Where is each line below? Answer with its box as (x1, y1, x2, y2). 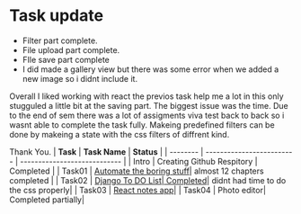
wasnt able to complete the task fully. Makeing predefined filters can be (9, 119, 276, 130)
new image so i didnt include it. (22, 73, 137, 84)
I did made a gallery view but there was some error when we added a (22, 64, 279, 75)
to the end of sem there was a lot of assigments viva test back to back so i (9, 110, 285, 120)
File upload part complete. (22, 44, 120, 55)
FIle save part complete (22, 54, 111, 65)
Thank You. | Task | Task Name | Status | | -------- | (9, 146, 204, 157)
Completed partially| (9, 194, 85, 205)
